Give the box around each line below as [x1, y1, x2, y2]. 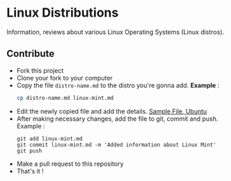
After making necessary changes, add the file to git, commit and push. [16, 114, 218, 123]
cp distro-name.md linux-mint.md [16, 94, 114, 101]
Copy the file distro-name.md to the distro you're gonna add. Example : [16, 81, 220, 89]
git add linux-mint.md [16, 135, 83, 142]
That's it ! [16, 166, 45, 175]
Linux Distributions [6, 5, 119, 21]
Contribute [6, 48, 55, 60]
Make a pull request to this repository [16, 160, 124, 168]
